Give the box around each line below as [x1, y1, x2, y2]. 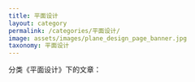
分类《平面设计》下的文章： [8, 65, 102, 75]
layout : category [8, 19, 67, 27]
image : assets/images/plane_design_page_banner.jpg [8, 34, 187, 43]
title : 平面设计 [8, 11, 58, 20]
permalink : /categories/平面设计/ [8, 27, 120, 35]
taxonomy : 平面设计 [8, 42, 70, 50]
